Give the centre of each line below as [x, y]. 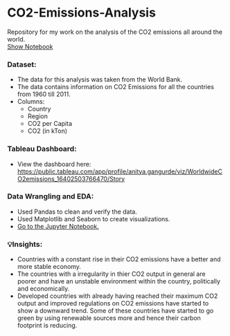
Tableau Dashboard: [42, 149]
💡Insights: [25, 244]
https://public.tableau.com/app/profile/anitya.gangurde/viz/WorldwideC [120, 171]
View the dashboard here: [54, 164]
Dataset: [22, 64]
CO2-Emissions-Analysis [81, 13]
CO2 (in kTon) [47, 131]
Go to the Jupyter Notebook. [58, 226]
